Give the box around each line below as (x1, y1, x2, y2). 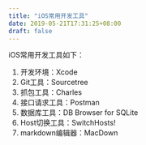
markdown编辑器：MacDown (19, 128, 118, 138)
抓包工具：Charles (19, 87, 83, 97)
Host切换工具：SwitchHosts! (19, 118, 116, 128)
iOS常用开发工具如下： (8, 50, 85, 60)
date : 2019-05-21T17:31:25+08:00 (8, 19, 122, 28)
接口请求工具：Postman (19, 98, 100, 108)
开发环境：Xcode (19, 67, 79, 77)
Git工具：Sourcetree (19, 78, 89, 87)
